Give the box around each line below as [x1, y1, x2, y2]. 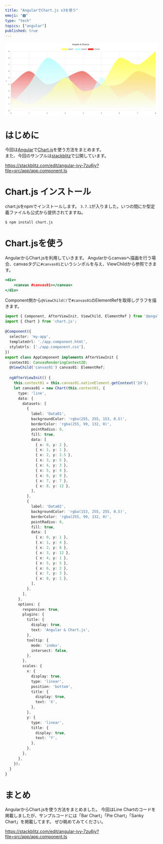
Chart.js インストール [5, 186, 91, 198]
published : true [5, 28, 38, 34]
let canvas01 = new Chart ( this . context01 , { [14, 385, 105, 390]
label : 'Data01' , [31, 411, 66, 417]
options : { [17, 602, 40, 607]
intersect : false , [31, 648, 68, 653]
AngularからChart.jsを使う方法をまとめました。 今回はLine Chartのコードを [5, 806, 156, 812]
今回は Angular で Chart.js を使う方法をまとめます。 [5, 147, 104, 153]
